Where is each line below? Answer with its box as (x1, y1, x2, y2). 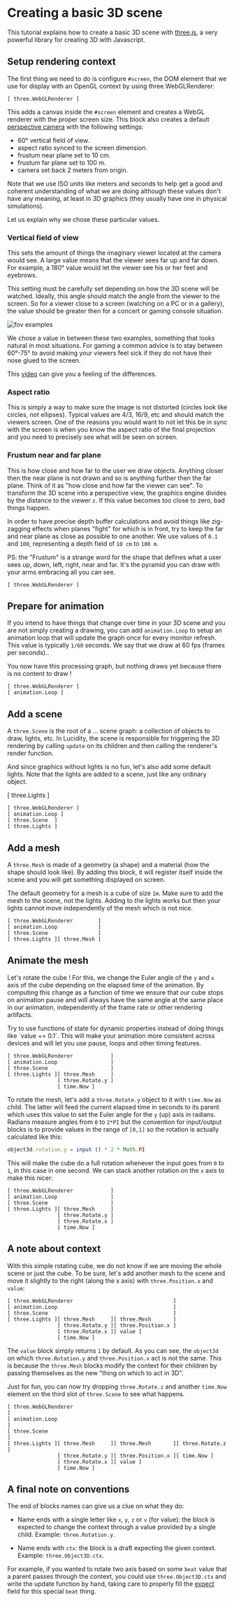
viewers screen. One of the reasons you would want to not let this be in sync (7, 418, 228, 426)
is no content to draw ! (7, 670, 72, 678)
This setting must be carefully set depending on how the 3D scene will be (7, 285, 219, 293)
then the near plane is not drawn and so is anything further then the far (7, 474, 212, 482)
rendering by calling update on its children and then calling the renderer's (7, 742, 218, 750)
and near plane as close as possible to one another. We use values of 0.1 (7, 532, 218, 540)
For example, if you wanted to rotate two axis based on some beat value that (7, 1565, 227, 1573)
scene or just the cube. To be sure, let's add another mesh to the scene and (7, 1269, 226, 1277)
